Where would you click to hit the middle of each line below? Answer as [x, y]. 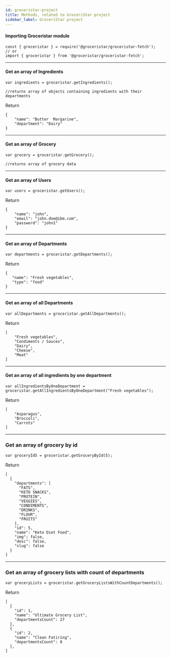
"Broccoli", [27, 418]
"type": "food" [28, 282]
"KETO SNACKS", [35, 492]
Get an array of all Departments [39, 302]
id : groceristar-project [32, 10]
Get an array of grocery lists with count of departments [75, 573]
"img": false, [29, 537]
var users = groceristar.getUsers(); [45, 191]
